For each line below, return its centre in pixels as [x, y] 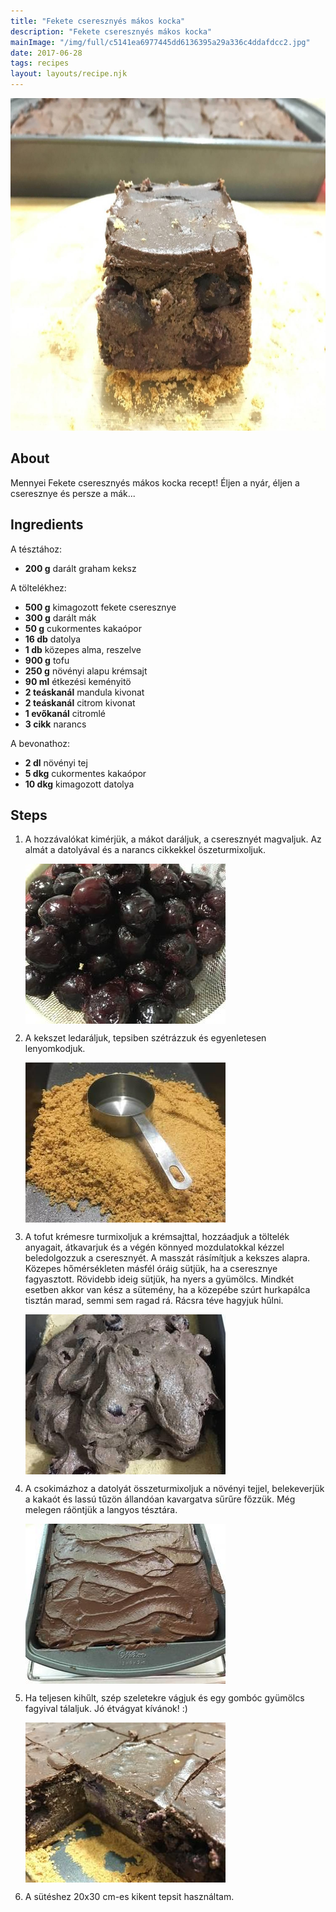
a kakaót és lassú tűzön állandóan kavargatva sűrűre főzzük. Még [160, 1499]
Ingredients [47, 525]
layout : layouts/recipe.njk [69, 74]
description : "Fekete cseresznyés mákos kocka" [111, 31]
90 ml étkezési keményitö [78, 681]
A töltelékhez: [38, 587]
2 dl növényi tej [56, 762]
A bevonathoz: [40, 743]
